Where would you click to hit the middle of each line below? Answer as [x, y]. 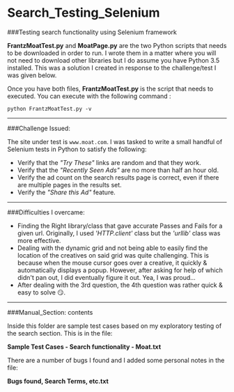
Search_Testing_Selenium [84, 13]
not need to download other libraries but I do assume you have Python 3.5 [114, 60]
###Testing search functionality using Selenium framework [92, 32]
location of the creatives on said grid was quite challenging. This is [113, 255]
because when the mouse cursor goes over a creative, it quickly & [112, 262]
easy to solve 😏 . [41, 292]
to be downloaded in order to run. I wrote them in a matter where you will [112, 53]
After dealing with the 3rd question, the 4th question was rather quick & [120, 285]
